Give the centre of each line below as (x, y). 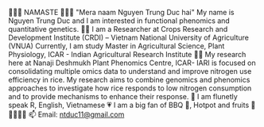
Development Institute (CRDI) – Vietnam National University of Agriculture (128, 37)
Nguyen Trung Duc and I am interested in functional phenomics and (119, 21)
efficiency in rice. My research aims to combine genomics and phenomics (129, 80)
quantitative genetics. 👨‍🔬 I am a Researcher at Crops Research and (118, 29)
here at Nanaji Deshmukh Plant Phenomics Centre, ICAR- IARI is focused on (132, 63)
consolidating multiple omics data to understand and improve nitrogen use (130, 71)
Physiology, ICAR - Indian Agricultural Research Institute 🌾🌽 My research (127, 54)
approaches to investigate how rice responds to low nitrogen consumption (130, 88)
